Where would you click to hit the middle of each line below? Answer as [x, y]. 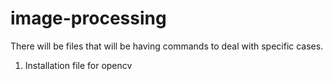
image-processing [88, 18]
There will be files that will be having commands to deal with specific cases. [167, 46]
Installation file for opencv [78, 65]
